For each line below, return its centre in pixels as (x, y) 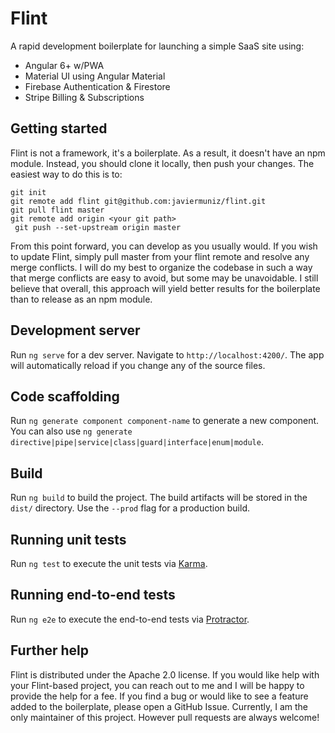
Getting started (59, 128)
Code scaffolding (65, 396)
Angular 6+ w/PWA (64, 65)
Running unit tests (68, 539)
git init (28, 192)
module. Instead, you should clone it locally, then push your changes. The (162, 163)
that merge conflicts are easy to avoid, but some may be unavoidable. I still (164, 278)
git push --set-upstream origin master (98, 227)
